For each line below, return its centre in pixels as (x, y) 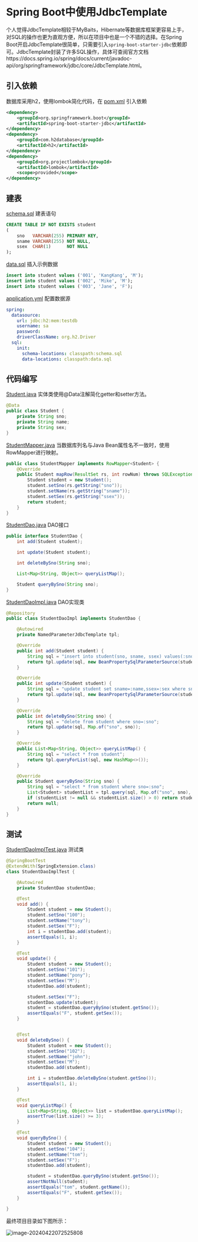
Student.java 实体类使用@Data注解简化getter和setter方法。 (78, 394)
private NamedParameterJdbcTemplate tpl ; (68, 635)
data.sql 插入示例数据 (32, 264)
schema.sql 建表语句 (31, 213)
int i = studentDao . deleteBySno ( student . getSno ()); (92, 1078)
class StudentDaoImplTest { (41, 872)
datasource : (26, 315)
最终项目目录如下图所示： (37, 1221)
